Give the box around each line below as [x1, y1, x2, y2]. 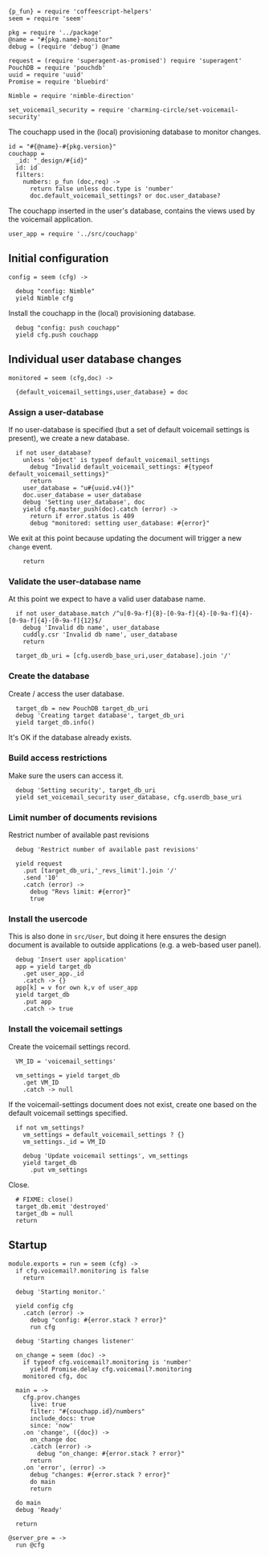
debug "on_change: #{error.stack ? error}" [37, 1449, 185, 1457]
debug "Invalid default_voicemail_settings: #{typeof [29, 463, 214, 471]
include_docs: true [29, 1414, 95, 1422]
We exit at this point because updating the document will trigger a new [8, 533, 243, 542]
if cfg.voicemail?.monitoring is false [15, 1266, 149, 1275]
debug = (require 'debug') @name [8, 43, 120, 51]
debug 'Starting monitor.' [15, 1288, 106, 1296]
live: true [29, 1400, 67, 1408]
